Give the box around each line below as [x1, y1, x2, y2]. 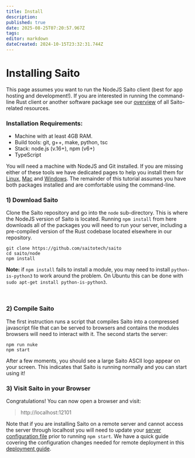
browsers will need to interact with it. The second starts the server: [6, 330, 168, 337]
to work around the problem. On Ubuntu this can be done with [33, 272, 183, 279]
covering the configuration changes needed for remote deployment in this [6, 439, 184, 446]
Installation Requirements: [6, 119, 83, 127]
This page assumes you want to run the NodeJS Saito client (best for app [6, 86, 183, 93]
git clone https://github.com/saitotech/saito [6, 246, 122, 252]
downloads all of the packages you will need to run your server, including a [6, 222, 187, 229]
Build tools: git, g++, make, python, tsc [14, 139, 108, 146]
